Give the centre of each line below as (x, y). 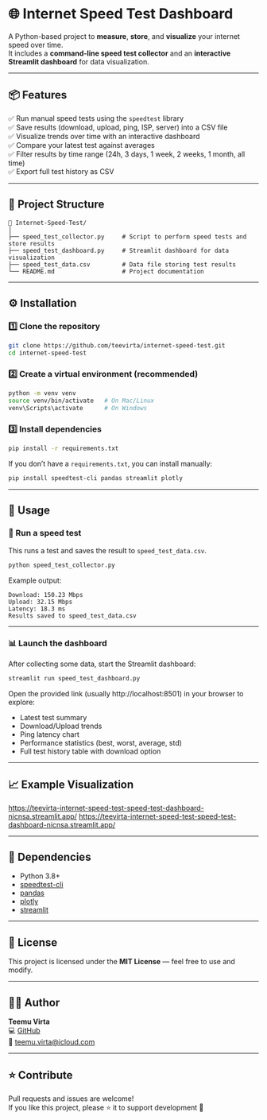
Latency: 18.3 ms (37, 609)
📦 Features (38, 95)
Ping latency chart (49, 734)
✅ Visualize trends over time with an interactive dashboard (104, 136)
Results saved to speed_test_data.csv (72, 616)
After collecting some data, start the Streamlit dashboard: (102, 664)
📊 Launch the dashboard (58, 643)
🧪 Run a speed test (45, 533)
